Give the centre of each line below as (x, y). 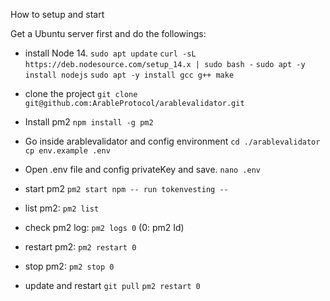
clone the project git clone (81, 93)
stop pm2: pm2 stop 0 (69, 266)
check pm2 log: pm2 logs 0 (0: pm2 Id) (104, 227)
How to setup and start (57, 14)
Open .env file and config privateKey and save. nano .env (143, 169)
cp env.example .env (67, 151)
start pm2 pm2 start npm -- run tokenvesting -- (126, 188)
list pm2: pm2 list (62, 208)
